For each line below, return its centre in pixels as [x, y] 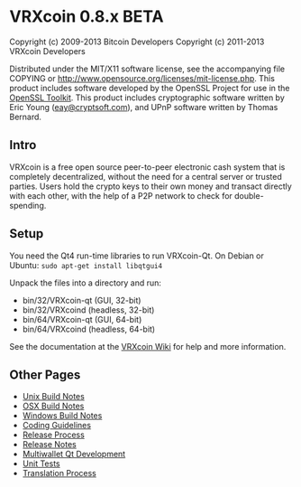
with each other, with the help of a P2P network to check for [121, 195]
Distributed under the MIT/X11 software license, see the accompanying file [147, 69]
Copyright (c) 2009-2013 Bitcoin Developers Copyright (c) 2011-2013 [137, 42]
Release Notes [49, 445]
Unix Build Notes [54, 397]
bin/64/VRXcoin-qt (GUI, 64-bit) [82, 319]
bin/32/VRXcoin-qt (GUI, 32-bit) [82, 300]
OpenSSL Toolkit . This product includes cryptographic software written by [147, 98]
